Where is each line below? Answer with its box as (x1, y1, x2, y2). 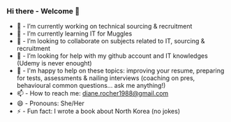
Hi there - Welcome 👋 (6, 6, 80, 16)
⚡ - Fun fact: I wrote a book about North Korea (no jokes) (16, 107, 181, 116)
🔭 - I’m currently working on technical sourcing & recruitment (16, 22, 193, 31)
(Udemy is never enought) (16, 59, 92, 68)
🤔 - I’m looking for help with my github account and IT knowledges (16, 52, 209, 60)
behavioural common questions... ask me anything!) (16, 82, 166, 90)
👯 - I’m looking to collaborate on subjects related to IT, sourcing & (16, 37, 205, 45)
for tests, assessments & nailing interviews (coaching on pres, (16, 74, 195, 82)
